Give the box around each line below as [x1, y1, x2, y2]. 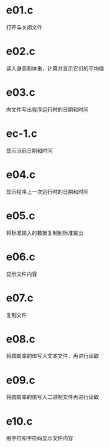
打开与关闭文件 [6, 23, 42, 31]
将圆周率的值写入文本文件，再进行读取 [6, 352, 99, 359]
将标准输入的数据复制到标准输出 [6, 229, 84, 236]
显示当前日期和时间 [6, 147, 53, 154]
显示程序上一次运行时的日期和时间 [6, 188, 89, 195]
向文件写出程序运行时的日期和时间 [6, 106, 89, 113]
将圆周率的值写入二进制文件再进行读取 [6, 394, 99, 401]
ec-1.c [6, 127, 38, 140]
